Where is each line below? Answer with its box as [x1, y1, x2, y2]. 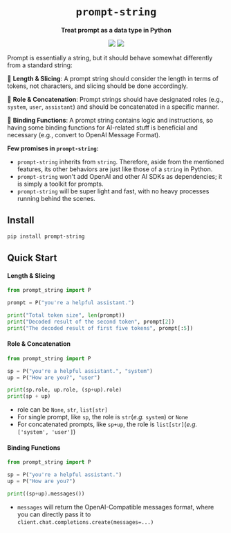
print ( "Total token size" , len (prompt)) [7, 311, 126, 319]
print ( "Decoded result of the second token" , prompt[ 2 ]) [7, 318, 175, 325]
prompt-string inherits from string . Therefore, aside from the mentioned [17, 157, 225, 166]
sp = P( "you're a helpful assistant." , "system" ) [7, 367, 154, 374]
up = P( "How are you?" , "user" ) [7, 374, 100, 381]
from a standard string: [7, 61, 73, 69]
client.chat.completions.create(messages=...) [17, 518, 154, 525]
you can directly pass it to [17, 510, 91, 518]
